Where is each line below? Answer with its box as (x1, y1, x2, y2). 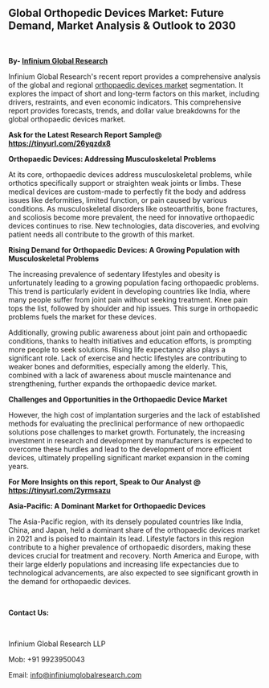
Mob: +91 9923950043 (8, 654, 86, 664)
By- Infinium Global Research (8, 56, 108, 65)
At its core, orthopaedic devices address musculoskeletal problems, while (8, 169, 253, 179)
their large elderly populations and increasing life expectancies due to (8, 559, 239, 569)
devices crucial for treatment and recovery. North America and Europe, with (8, 550, 259, 560)
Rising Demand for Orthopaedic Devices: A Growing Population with (8, 245, 240, 254)
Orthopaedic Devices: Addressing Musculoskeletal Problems (8, 154, 217, 163)
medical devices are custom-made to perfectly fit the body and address (8, 187, 247, 196)
